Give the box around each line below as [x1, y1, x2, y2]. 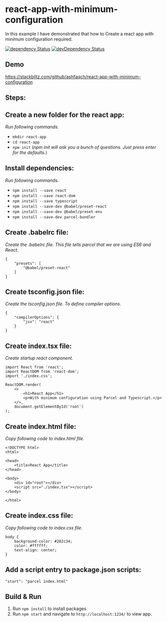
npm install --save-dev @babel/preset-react [12, 204, 107, 209]
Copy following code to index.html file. [5, 436, 84, 442]
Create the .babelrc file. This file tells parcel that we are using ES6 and [5, 242, 151, 248]
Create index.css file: [5, 511, 73, 520]
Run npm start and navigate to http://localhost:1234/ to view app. [12, 611, 152, 617]
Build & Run [5, 592, 41, 601]
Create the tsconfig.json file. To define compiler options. [5, 301, 121, 307]
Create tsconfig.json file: [5, 287, 85, 296]
